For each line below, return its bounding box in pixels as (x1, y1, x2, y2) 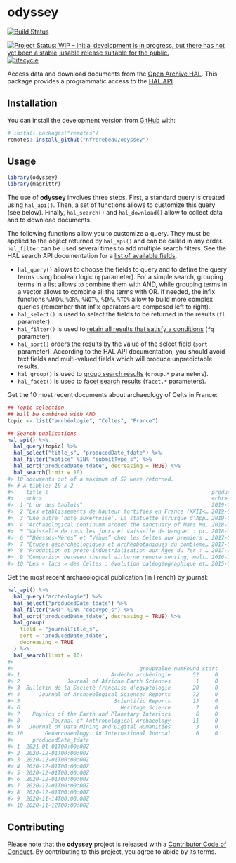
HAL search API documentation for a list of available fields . (7, 252, 178, 260)
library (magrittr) (7, 180, 61, 188)
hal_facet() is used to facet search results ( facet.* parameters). (17, 377, 206, 386)
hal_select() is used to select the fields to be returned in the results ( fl (17, 310, 226, 319)
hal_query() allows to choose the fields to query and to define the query (17, 265, 227, 274)
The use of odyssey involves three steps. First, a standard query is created (7, 194, 225, 202)
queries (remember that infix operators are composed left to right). (17, 302, 211, 311)
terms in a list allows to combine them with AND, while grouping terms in (17, 280, 228, 288)
